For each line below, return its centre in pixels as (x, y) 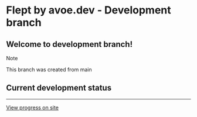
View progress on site (32, 107)
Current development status (59, 88)
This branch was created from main (49, 70)
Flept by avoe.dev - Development (89, 10)
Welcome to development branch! (69, 44)
